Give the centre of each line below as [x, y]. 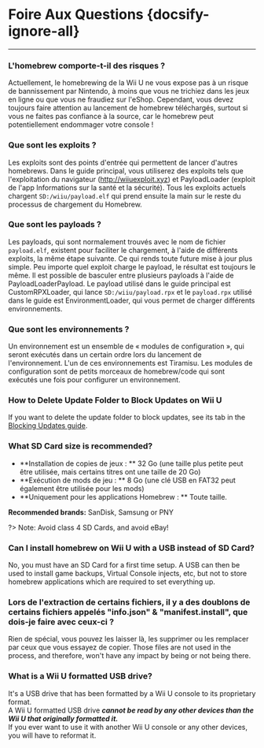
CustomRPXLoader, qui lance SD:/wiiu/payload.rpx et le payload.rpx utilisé [130, 292]
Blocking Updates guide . [48, 426]
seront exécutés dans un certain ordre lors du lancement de [105, 355]
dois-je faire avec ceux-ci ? [61, 622]
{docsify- [178, 15]
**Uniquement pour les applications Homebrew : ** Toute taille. [123, 497]
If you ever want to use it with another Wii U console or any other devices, [128, 727]
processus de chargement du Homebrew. [75, 204]
